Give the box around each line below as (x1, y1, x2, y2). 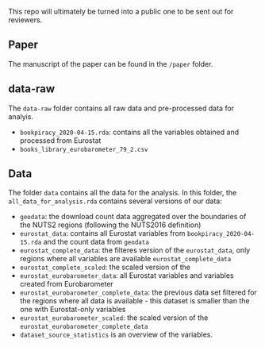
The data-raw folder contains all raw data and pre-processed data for (8, 103, 235, 113)
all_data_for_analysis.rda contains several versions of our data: (8, 196, 222, 206)
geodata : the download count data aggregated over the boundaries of (19, 212, 247, 222)
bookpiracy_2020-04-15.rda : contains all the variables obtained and (19, 127, 240, 137)
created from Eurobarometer (19, 280, 113, 289)
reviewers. (8, 15, 43, 25)
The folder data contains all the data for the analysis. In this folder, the (8, 188, 237, 198)
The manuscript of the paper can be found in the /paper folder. (8, 59, 213, 68)
